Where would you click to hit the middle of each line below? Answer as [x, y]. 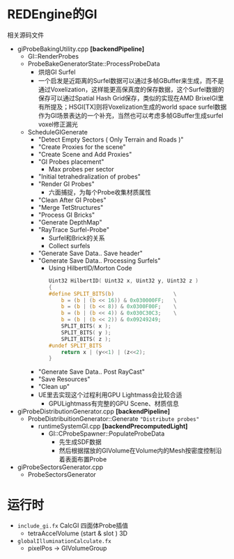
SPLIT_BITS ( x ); [86, 326]
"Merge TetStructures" [71, 207]
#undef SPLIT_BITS [75, 346]
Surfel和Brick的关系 [77, 238]
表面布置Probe [86, 459]
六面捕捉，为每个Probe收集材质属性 [100, 192]
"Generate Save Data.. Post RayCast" [91, 372]
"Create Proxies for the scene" [82, 146]
